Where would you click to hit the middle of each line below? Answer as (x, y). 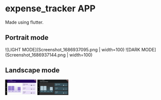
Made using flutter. (24, 22)
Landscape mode (32, 70)
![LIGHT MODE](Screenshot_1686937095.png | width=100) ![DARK (73, 49)
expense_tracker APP (50, 9)
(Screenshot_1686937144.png (35, 55)
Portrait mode (27, 38)
